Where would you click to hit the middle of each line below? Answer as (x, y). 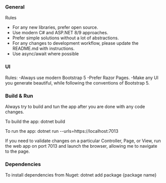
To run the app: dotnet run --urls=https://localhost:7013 (62, 131)
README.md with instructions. (43, 49)
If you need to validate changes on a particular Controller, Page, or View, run (83, 141)
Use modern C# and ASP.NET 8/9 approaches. (60, 33)
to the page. (18, 151)
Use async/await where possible (46, 54)
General (15, 7)
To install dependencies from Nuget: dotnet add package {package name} (81, 175)
